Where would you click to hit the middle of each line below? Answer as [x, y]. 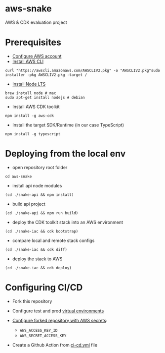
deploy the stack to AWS [37, 259]
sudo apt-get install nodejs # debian [45, 97]
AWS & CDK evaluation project [36, 22]
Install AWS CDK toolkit [36, 107]
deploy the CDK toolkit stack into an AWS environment [68, 222]
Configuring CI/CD [44, 288]
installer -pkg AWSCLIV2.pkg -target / [46, 75]
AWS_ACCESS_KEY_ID [39, 330]
